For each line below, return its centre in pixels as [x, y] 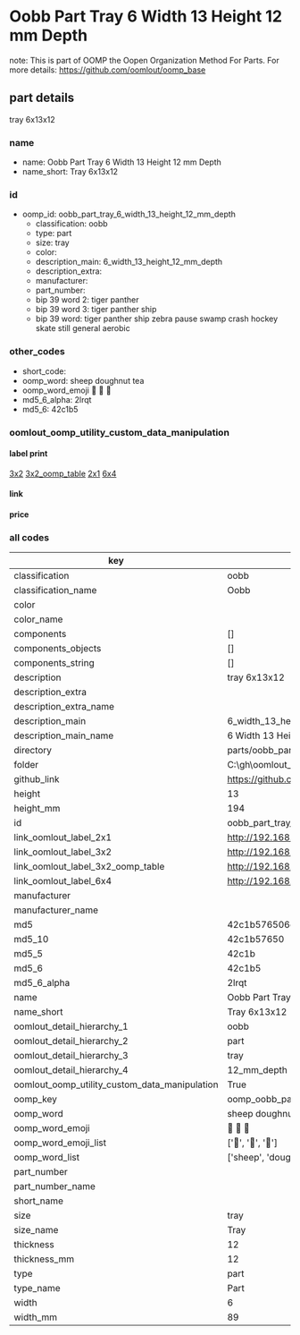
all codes [29, 537]
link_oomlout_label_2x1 [63, 838]
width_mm [36, 1317]
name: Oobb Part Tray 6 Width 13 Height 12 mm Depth [121, 162]
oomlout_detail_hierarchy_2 [71, 1042]
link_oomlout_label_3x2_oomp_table [89, 867]
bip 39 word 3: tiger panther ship [96, 310]
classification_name [55, 591]
